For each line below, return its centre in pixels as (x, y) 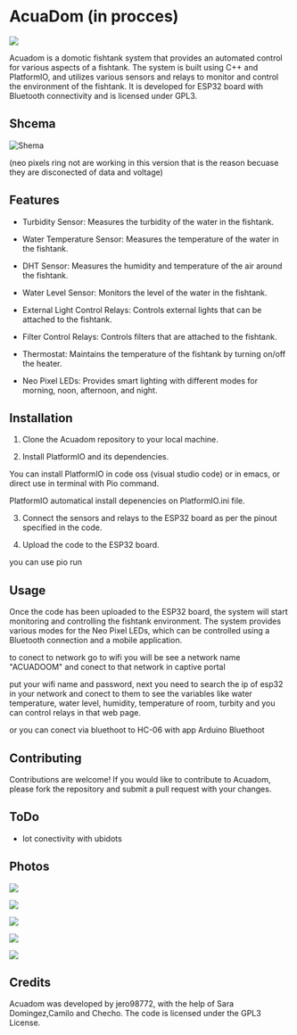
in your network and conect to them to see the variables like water (131, 694)
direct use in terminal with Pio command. (84, 484)
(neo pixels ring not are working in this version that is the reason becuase (144, 162)
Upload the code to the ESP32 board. (91, 545)
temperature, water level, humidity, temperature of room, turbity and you (142, 703)
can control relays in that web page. (75, 713)
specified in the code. (62, 527)
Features (34, 200)
